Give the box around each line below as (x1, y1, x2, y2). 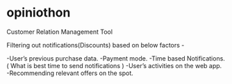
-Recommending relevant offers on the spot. (6, 69, 133, 77)
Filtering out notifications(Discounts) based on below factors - (6, 41, 185, 49)
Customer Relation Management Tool (6, 28, 113, 36)
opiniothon (6, 5, 71, 21)
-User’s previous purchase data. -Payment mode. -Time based (6, 54, 185, 63)
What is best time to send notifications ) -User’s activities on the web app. (10, 61, 222, 70)
